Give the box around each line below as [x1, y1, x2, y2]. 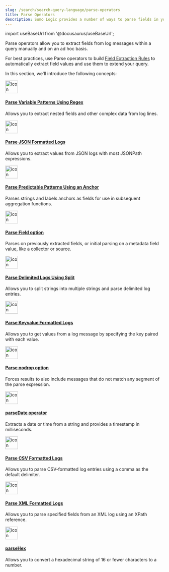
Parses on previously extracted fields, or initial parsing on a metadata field [5, 241, 159, 247]
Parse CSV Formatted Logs [5, 455, 63, 461]
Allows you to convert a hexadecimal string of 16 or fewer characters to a [5, 556, 157, 562]
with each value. [5, 336, 39, 342]
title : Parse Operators [5, 12, 55, 17]
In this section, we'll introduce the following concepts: [5, 71, 117, 77]
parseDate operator [5, 410, 47, 416]
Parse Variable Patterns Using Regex [5, 99, 84, 105]
